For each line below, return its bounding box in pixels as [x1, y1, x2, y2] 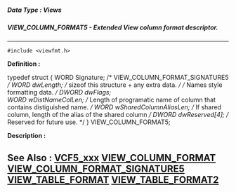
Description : [7, 132, 46, 140]
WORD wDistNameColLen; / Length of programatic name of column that [7, 95, 216, 104]
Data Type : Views [7, 6, 62, 14]
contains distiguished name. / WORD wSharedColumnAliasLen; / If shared [7, 103, 221, 111]
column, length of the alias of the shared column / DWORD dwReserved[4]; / [7, 111, 229, 119]
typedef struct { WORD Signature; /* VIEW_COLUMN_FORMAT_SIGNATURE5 [7, 74, 229, 82]
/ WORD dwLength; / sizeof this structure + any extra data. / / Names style [7, 81, 223, 89]
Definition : [7, 60, 41, 68]
